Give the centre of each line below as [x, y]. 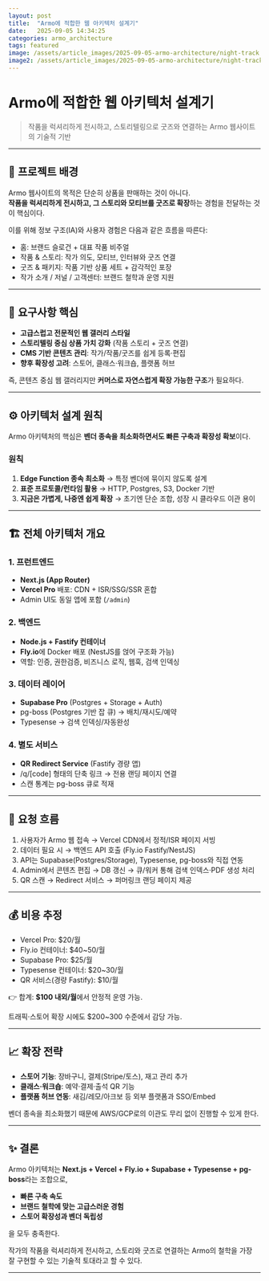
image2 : [21, 61]
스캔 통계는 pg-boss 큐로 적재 [67, 784]
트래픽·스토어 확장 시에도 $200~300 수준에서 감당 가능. [95, 1016]
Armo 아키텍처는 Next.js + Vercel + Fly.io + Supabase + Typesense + [123, 1169]
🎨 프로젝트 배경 [43, 172]
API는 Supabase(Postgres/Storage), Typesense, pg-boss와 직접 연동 [132, 859]
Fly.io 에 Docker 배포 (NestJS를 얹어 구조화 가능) [97, 651]
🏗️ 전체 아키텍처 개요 [57, 534]
